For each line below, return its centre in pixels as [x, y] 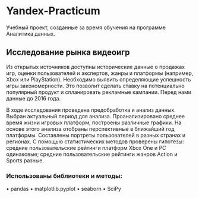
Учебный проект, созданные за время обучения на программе [86, 27]
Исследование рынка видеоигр [68, 53]
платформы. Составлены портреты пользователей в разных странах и [96, 135]
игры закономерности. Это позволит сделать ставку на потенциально [96, 86]
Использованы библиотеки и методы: [64, 175]
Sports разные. [25, 160]
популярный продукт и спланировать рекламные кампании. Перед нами [99, 92]
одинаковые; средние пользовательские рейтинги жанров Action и [92, 154]
